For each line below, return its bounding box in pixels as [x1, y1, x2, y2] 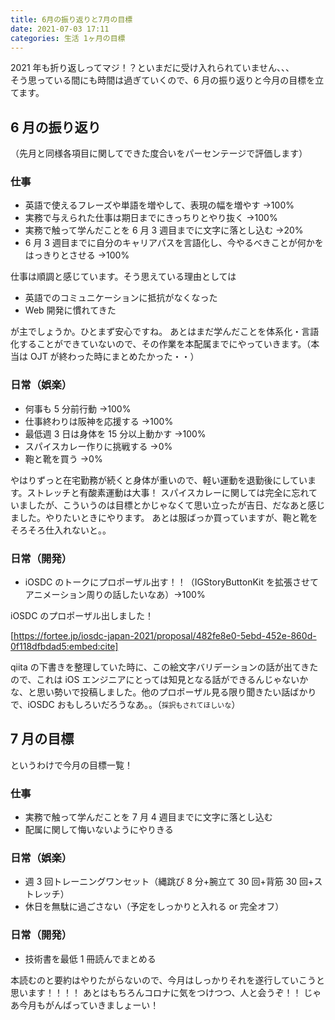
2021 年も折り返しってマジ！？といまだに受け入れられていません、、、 [10, 62, 295, 74]
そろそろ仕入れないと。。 [10, 524, 112, 536]
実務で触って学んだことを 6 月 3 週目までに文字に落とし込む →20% [24, 224, 304, 236]
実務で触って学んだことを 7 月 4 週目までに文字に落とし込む [24, 811, 273, 823]
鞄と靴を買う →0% [24, 452, 103, 465]
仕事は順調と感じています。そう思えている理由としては [10, 271, 237, 283]
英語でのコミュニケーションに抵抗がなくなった [24, 292, 218, 304]
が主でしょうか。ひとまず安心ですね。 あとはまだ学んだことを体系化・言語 [10, 326, 320, 338]
